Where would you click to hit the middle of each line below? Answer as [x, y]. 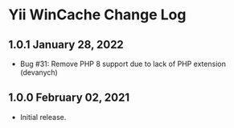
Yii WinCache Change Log [97, 15]
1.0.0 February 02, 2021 [69, 98]
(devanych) [39, 72]
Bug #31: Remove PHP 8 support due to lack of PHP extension [123, 64]
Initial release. [43, 117]
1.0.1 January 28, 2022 [66, 45]
